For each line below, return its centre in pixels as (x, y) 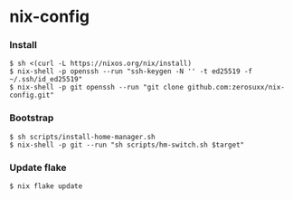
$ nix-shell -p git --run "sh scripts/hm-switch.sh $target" (127, 145)
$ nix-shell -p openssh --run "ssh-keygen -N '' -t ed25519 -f (131, 71)
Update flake (38, 167)
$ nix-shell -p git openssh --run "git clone (96, 88)
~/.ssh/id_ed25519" (46, 80)
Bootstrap (32, 118)
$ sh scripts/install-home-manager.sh (82, 137)
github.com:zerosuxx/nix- (236, 88)
